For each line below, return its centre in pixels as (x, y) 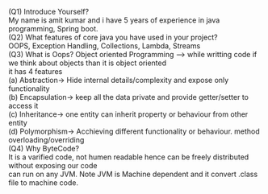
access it (23, 105)
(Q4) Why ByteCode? (44, 149)
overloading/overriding (46, 140)
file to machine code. (44, 183)
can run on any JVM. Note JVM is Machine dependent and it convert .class (133, 174)
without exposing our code (53, 165)
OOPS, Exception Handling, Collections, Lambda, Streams (105, 46)
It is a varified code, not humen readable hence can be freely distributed (129, 157)
